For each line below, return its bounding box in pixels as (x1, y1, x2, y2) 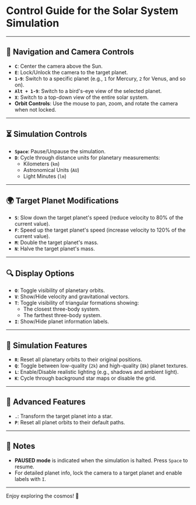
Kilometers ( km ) (23, 160, 60, 167)
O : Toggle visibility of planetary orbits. (14, 287, 105, 294)
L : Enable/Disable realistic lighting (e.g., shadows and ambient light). (14, 369, 179, 375)
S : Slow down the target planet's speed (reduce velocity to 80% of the (14, 214, 184, 221)
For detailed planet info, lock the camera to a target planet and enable (14, 469, 183, 476)
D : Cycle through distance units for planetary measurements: (14, 154, 160, 161)
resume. (14, 463, 35, 470)
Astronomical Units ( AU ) (23, 166, 80, 173)
